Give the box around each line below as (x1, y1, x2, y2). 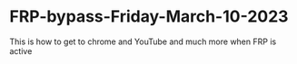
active (9, 45, 33, 56)
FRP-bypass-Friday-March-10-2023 (9, 6, 289, 27)
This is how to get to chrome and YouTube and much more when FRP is (9, 36, 277, 47)
